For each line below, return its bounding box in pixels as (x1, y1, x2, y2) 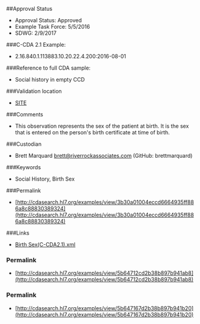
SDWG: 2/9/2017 (14, 29, 57, 37)
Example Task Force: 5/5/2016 (14, 23, 90, 30)
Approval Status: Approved (14, 17, 82, 23)
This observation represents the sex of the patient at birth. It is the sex (14, 122, 189, 130)
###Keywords (6, 164, 41, 170)
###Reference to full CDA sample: (6, 64, 91, 71)
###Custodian (6, 140, 42, 148)
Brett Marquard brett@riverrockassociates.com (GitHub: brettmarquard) (14, 152, 193, 159)
